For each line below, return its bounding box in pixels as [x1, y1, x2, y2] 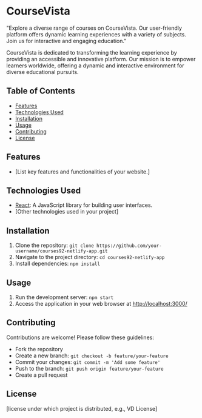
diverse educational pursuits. [6, 68, 79, 75]
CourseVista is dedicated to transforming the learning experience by [6, 49, 177, 56]
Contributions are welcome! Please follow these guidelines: [6, 334, 155, 341]
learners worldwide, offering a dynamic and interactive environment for [6, 62, 184, 69]
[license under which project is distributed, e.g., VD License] [6, 405, 158, 412]
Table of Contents [6, 86, 76, 96]
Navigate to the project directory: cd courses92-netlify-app [15, 254, 165, 261]
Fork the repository [15, 345, 64, 352]
